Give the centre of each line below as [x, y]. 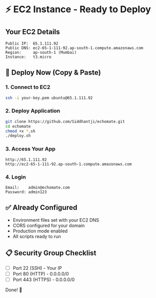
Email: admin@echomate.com [38, 187]
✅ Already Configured [41, 208]
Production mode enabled [40, 231]
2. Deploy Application [33, 111]
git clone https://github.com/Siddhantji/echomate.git [65, 121]
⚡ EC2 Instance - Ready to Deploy [78, 9]
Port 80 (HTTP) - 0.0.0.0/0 [41, 273]
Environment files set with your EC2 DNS [56, 220]
